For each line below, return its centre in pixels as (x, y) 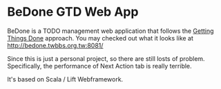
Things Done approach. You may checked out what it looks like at (100, 38)
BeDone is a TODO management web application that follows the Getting (110, 31)
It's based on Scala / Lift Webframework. (65, 79)
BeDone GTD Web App (73, 12)
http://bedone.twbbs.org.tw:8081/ (55, 45)
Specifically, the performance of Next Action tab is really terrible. (99, 66)
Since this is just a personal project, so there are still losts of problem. (106, 58)
